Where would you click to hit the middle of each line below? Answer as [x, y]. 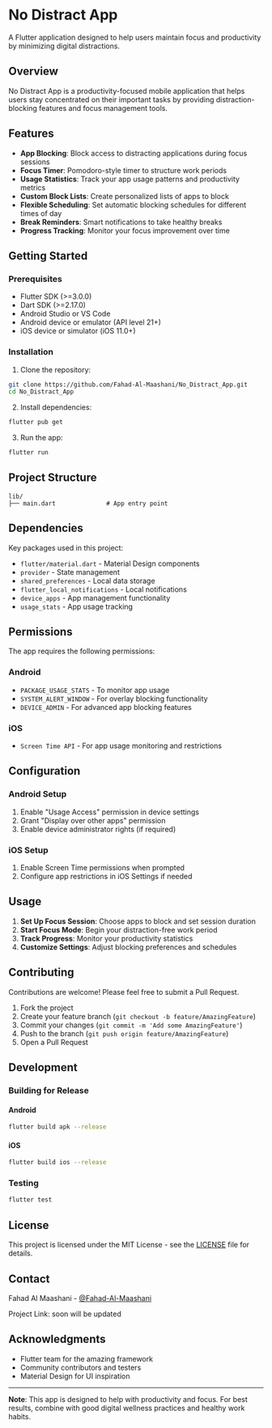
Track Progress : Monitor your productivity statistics [106, 938]
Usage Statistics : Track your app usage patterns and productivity [130, 179]
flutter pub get [36, 423]
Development [43, 1067]
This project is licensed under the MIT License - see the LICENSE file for [129, 1245]
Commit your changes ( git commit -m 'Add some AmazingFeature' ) [131, 1025]
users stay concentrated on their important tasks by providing [111, 100]
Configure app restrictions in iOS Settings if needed [106, 877]
